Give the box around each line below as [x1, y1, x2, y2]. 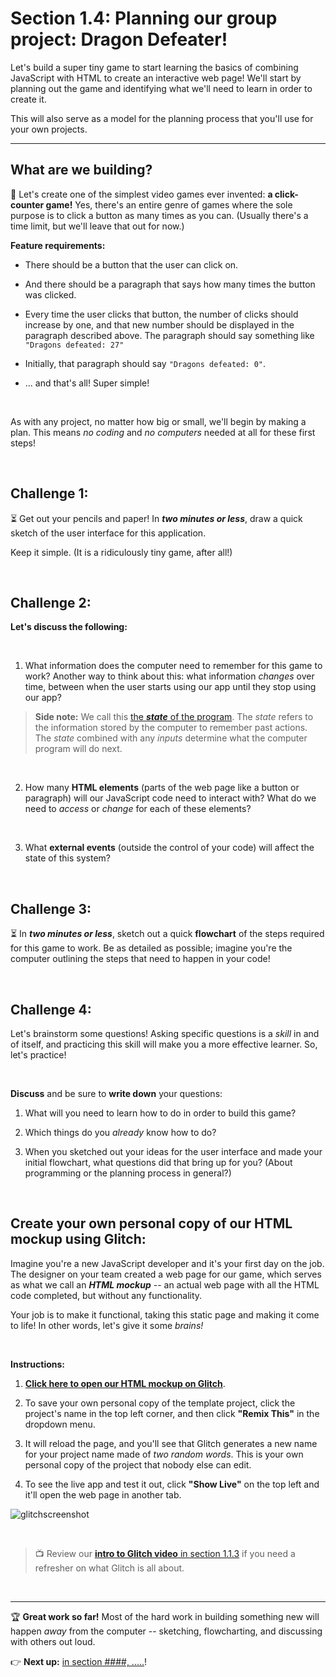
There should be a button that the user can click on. [24, 258, 239, 271]
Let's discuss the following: [10, 621, 128, 633]
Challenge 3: [10, 900, 92, 917]
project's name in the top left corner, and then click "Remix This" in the [24, 1407, 320, 1419]
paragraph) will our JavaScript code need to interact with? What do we [24, 792, 317, 804]
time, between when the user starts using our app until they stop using [24, 681, 317, 693]
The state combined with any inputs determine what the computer [34, 732, 308, 744]
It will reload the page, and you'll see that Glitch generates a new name [24, 1437, 318, 1449]
